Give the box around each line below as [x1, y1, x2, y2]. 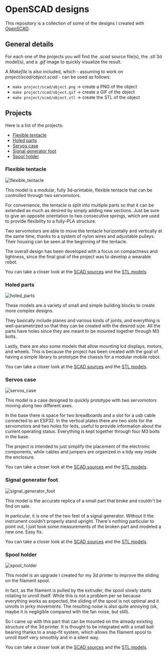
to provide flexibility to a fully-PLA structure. [5, 218, 96, 224]
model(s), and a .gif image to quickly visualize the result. [5, 59, 122, 65]
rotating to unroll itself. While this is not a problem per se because [5, 593, 141, 599]
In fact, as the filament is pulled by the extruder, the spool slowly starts [5, 587, 151, 594]
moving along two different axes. [5, 403, 73, 409]
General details [5, 40, 54, 49]
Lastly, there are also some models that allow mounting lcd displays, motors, [5, 343, 163, 349]
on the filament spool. [5, 578, 50, 584]
